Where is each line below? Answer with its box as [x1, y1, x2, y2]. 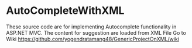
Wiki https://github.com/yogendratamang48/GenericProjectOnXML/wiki [6, 35, 180, 42]
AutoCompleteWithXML [6, 4, 125, 17]
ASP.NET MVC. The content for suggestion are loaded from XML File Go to [6, 29, 186, 36]
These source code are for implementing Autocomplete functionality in [6, 23, 177, 30]
